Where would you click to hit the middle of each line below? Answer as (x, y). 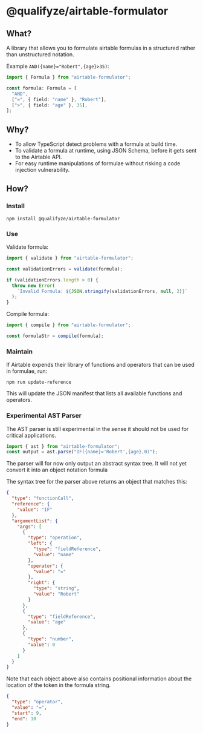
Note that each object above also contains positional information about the (99, 679)
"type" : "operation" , (55, 538)
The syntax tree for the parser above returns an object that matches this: (97, 482)
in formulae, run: (27, 371)
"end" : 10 (24, 718)
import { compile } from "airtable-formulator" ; (69, 325)
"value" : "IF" (35, 510)
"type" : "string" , (56, 588)
